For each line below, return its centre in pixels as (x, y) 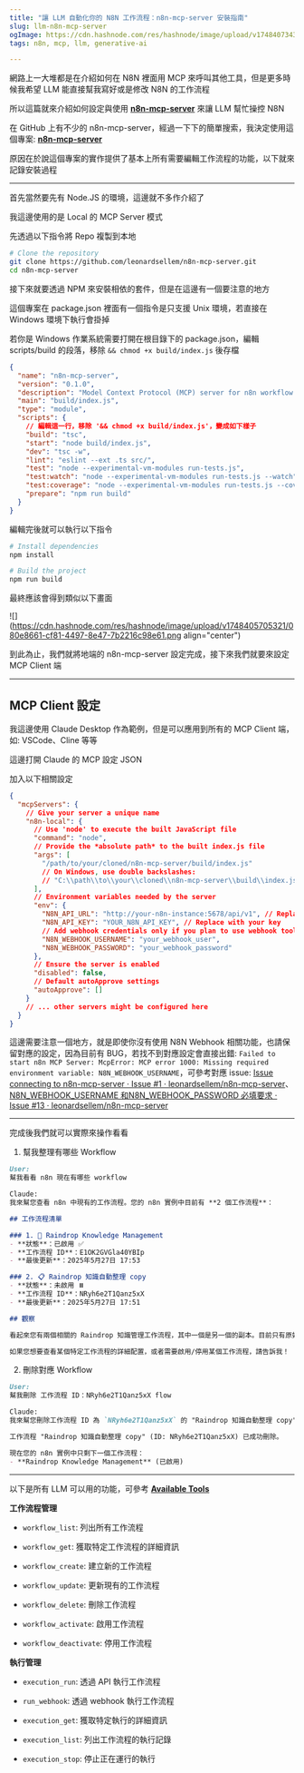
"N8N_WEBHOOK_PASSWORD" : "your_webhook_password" (137, 948)
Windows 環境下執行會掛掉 (60, 319)
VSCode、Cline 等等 (59, 740)
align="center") (212, 635)
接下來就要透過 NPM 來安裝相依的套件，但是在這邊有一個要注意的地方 (140, 289)
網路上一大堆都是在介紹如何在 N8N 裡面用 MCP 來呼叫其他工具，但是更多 (146, 78)
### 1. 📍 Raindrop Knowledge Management (87, 1235)
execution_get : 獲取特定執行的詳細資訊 (95, 1719)
